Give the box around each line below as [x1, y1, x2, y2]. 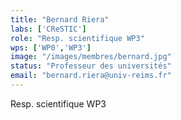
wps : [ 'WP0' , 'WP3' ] [10, 42, 92, 53]
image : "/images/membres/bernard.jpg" [10, 52, 172, 62]
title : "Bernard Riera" [10, 14, 110, 25]
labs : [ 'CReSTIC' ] [10, 24, 87, 34]
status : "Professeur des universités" [10, 61, 172, 71]
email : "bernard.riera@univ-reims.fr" [10, 71, 172, 81]
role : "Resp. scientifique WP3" [10, 33, 145, 43]
